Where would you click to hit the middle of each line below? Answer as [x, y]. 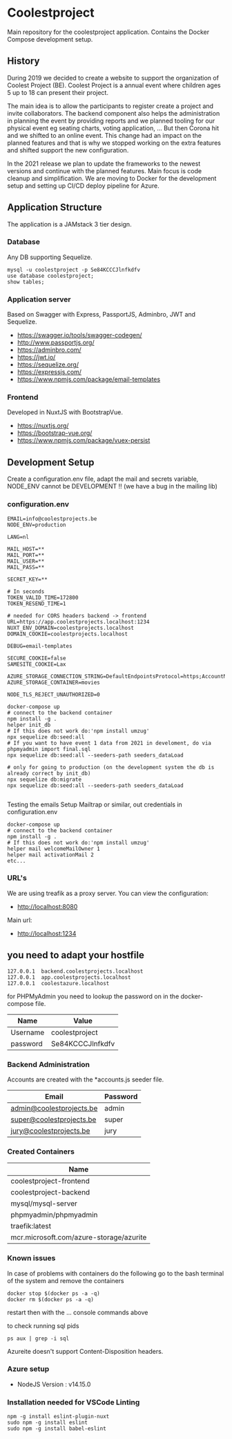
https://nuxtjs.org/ [43, 426]
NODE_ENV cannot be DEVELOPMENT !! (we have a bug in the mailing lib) [112, 486]
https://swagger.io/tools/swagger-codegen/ [80, 335]
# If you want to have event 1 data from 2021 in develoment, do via [109, 743]
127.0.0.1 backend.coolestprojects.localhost [75, 971]
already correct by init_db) [49, 773]
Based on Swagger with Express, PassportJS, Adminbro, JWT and [101, 315]
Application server [39, 299]
